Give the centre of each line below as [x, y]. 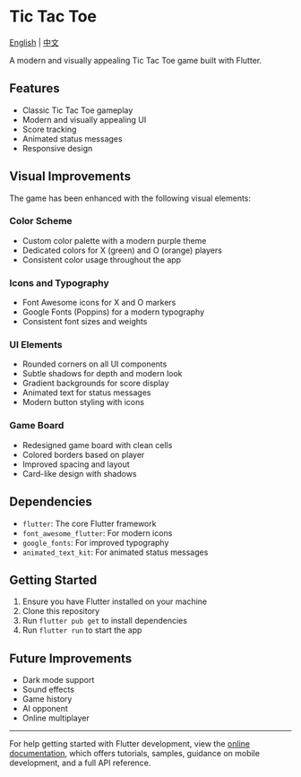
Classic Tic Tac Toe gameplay [77, 110]
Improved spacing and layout [76, 464]
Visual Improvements [70, 177]
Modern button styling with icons [83, 402]
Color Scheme [41, 221]
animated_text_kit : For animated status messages [115, 552]
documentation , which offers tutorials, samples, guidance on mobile [134, 754]
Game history [47, 699]
